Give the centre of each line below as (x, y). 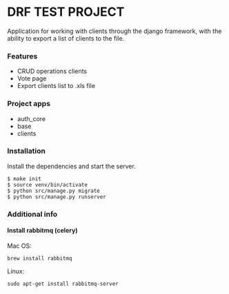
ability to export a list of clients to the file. (66, 38)
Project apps (29, 104)
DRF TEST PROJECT (66, 12)
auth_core (31, 118)
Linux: (16, 271)
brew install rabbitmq (40, 258)
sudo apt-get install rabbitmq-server (63, 284)
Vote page (32, 78)
